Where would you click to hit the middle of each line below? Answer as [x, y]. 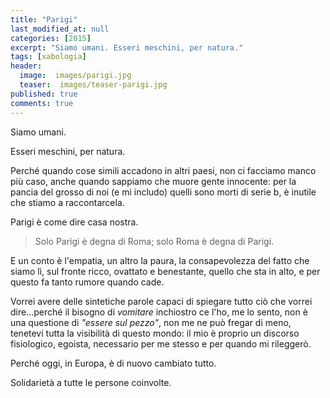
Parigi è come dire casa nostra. [74, 222]
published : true [44, 94]
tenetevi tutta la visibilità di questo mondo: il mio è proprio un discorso [155, 333]
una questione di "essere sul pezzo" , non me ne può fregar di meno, [151, 322]
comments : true [42, 103]
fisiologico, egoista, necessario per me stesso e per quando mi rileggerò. [161, 343]
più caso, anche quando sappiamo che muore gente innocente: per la [153, 181]
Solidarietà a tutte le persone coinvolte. [91, 382]
